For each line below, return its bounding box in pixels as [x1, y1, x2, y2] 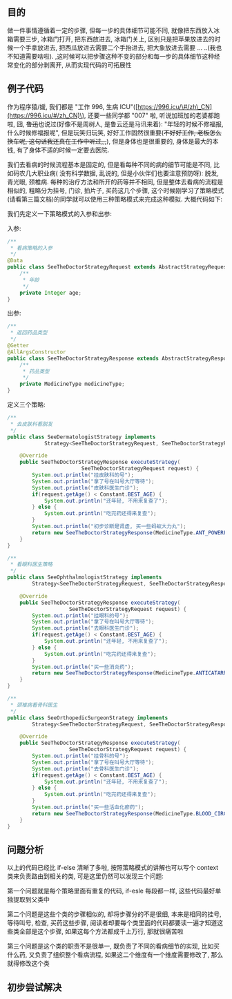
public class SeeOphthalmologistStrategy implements [7, 574, 162, 581]
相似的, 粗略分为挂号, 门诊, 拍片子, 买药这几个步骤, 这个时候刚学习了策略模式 [7, 186, 224, 195]
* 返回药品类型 [10, 329, 48, 336]
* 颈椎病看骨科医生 [10, 701, 58, 708]
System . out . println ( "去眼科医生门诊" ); [32, 625, 139, 632]
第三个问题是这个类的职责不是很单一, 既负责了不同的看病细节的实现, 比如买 [7, 942, 220, 951]
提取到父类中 [12, 895, 50, 904]
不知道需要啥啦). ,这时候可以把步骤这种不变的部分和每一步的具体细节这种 [7, 52, 215, 60]
